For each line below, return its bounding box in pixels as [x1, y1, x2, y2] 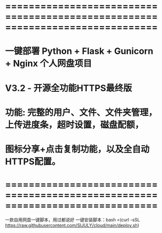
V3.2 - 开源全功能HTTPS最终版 [5, 82, 132, 94]
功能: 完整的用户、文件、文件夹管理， [5, 107, 157, 118]
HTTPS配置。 [5, 156, 61, 167]
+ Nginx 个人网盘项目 [5, 58, 92, 69]
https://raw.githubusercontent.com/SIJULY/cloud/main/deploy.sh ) [5, 222, 140, 228]
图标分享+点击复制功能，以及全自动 [5, 144, 150, 155]
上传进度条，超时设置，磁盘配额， [5, 119, 144, 130]
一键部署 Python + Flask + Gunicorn [5, 45, 154, 57]
